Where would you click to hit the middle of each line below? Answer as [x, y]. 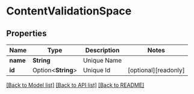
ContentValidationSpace [69, 11]
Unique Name [102, 60]
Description [102, 50]
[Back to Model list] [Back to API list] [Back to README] [75, 85]
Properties [27, 33]
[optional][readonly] [156, 70]
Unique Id [97, 70]
